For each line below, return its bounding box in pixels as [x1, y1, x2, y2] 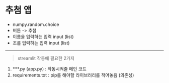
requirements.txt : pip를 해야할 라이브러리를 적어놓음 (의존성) [12, 72, 134, 78]
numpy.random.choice [12, 21, 59, 27]
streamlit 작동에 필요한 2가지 [17, 55, 74, 61]
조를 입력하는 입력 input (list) [12, 39, 70, 45]
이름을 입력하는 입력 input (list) [12, 33, 74, 39]
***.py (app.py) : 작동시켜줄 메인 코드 [12, 65, 87, 71]
